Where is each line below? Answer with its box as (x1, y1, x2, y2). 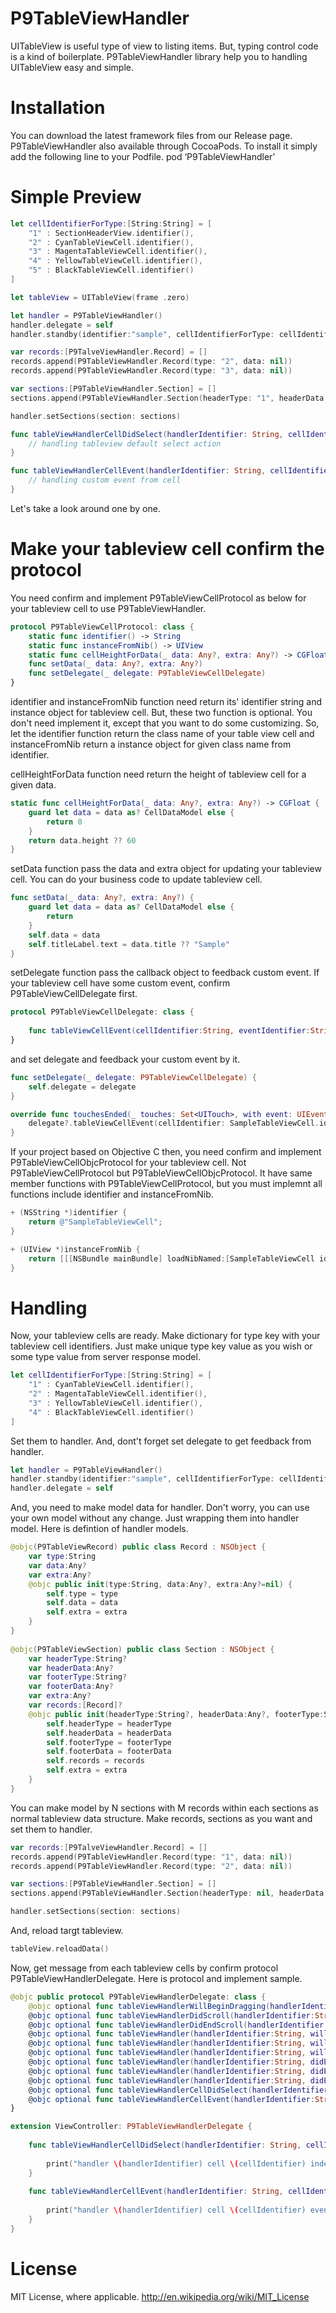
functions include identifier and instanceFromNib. (10, 1188, 214, 1201)
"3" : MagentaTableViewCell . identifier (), (28, 247, 208, 257)
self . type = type (46, 1588, 118, 1599)
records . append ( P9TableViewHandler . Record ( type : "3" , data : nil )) (10, 366, 293, 376)
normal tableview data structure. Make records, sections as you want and (10, 1812, 313, 1824)
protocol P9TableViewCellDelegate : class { (10, 1007, 195, 1017)
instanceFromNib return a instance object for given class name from (10, 738, 292, 750)
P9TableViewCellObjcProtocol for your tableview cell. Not (10, 1157, 247, 1169)
